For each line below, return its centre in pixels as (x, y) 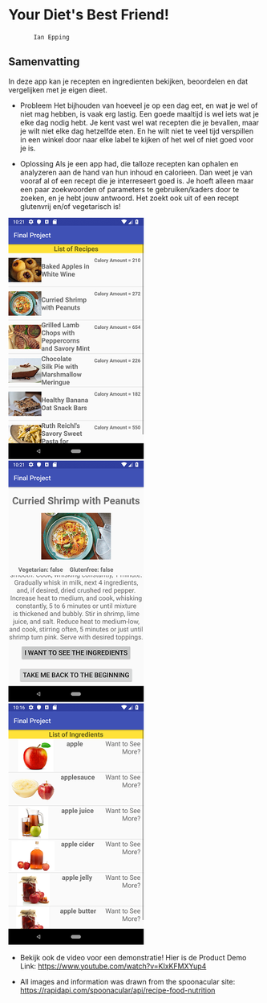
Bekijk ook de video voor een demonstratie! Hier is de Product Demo (133, 957)
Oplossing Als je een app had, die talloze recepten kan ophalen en (129, 163)
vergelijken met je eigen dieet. (58, 89)
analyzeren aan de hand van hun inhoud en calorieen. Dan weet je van (136, 172)
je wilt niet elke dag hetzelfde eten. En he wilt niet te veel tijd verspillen (137, 131)
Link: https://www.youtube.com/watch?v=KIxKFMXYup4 (113, 966)
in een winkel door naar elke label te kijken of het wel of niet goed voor (137, 139)
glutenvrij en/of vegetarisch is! (70, 206)
